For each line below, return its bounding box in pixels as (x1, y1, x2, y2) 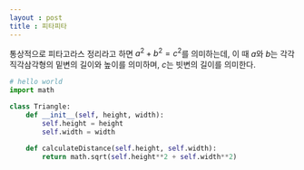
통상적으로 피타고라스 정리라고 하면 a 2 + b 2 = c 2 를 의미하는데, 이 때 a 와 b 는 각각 (9, 46, 295, 59)
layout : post (9, 13, 64, 23)
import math (9, 86, 54, 95)
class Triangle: (9, 101, 71, 111)
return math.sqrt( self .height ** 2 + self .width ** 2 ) (42, 153, 238, 162)
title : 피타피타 (9, 22, 68, 31)
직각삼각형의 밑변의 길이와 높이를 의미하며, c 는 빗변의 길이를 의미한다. (9, 60, 256, 71)
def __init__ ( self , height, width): (25, 110, 165, 119)
